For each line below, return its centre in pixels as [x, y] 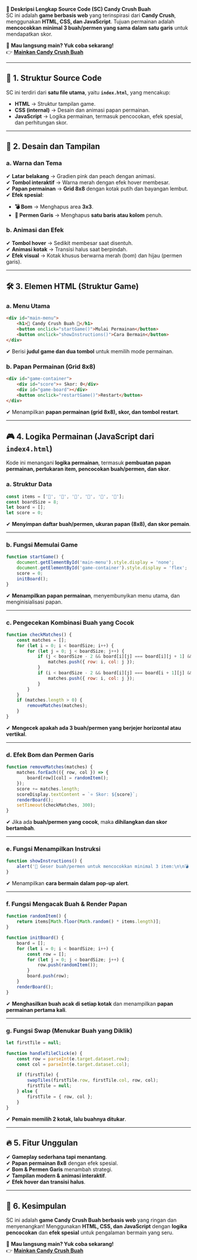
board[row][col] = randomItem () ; [68, 778]
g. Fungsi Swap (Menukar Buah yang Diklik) [69, 1030]
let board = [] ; [26, 507]
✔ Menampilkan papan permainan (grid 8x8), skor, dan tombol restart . [93, 412]
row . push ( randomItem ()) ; [68, 965]
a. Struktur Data [29, 484]
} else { [27, 1091]
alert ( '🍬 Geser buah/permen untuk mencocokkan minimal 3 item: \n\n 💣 [103, 867]
